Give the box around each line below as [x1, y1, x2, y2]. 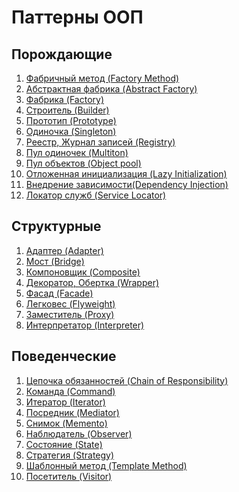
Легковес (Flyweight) [25, 297, 116, 310]
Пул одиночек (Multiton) [25, 147, 129, 158]
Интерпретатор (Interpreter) [25, 319, 145, 331]
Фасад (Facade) [25, 287, 94, 299]
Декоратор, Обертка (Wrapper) [25, 276, 160, 288]
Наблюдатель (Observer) [25, 427, 133, 440]
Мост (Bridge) [25, 255, 85, 267]
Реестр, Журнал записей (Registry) [25, 136, 176, 148]
